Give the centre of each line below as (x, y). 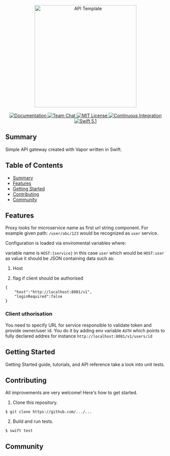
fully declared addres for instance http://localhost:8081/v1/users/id (79, 336)
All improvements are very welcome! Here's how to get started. (72, 393)
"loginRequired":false (38, 297)
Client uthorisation (29, 314)
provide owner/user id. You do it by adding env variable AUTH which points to (85, 330)
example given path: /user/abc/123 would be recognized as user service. (82, 233)
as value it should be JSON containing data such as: (60, 259)
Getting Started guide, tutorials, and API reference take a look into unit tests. (85, 364)
